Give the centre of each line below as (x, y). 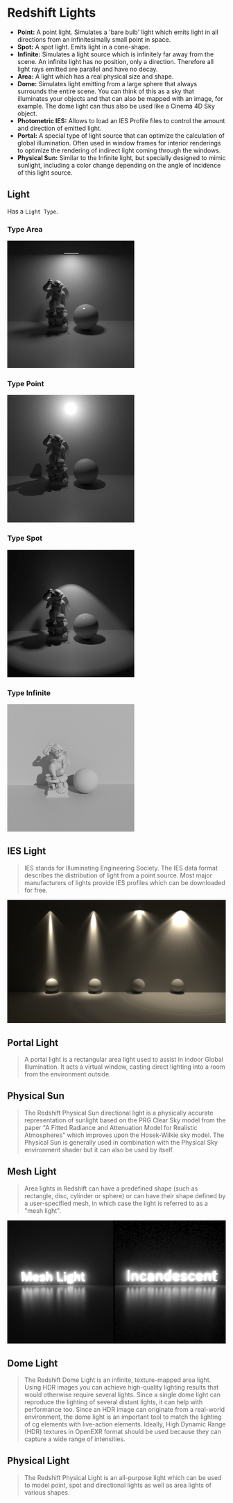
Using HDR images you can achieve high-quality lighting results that (121, 1387)
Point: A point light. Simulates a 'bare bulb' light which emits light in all (118, 32)
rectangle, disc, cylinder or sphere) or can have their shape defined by (125, 1195)
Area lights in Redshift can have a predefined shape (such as (111, 1188)
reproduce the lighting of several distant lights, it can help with (113, 1402)
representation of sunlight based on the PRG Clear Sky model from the (125, 1120)
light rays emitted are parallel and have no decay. (87, 69)
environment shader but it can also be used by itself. (99, 1150)
